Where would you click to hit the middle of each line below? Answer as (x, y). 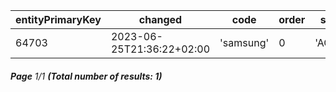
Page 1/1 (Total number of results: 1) (86, 76)
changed (160, 19)
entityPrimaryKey (58, 19)
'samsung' (244, 42)
